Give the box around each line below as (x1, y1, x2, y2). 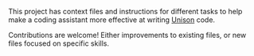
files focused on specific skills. (8, 39, 110, 48)
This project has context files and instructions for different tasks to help (8, 7, 243, 16)
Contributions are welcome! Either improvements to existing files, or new (8, 31, 247, 39)
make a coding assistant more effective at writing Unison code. (8, 15, 216, 24)
